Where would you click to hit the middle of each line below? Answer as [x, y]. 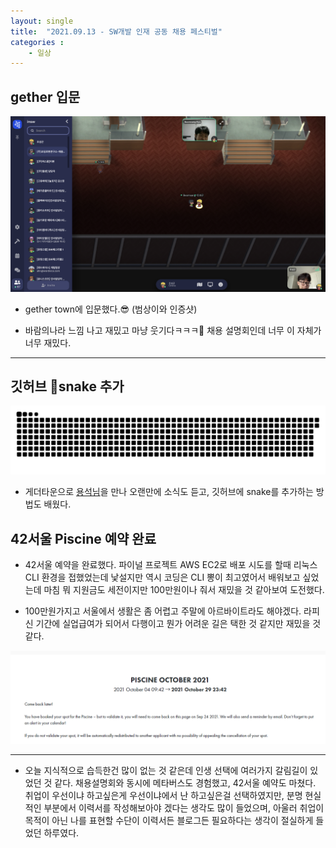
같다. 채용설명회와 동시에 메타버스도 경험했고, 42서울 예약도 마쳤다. [185, 782]
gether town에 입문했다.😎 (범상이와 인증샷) [111, 309]
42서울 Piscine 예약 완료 [83, 538]
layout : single [42, 21]
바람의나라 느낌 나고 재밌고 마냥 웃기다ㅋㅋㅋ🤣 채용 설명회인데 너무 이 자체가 [173, 330]
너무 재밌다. [48, 342]
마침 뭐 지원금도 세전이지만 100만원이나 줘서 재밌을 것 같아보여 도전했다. [184, 589]
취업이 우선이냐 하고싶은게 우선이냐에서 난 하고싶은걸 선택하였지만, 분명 [163, 795]
